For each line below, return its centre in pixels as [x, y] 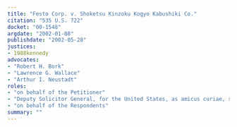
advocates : [23, 60]
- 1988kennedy [28, 54]
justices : [22, 47]
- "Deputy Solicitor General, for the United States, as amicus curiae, [116, 99]
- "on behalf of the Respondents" [58, 106]
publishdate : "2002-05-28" [47, 40]
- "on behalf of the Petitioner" [56, 92]
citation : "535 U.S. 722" [45, 20]
